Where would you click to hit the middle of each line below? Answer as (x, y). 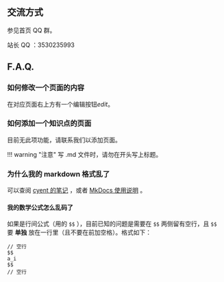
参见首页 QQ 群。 (32, 30)
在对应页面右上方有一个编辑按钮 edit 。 (61, 104)
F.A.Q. (21, 67)
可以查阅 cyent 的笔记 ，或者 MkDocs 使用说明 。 (77, 191)
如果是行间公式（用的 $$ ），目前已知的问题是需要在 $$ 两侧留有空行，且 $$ (112, 224)
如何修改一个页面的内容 (46, 88)
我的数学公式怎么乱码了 (40, 207)
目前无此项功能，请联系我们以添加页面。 (64, 140)
